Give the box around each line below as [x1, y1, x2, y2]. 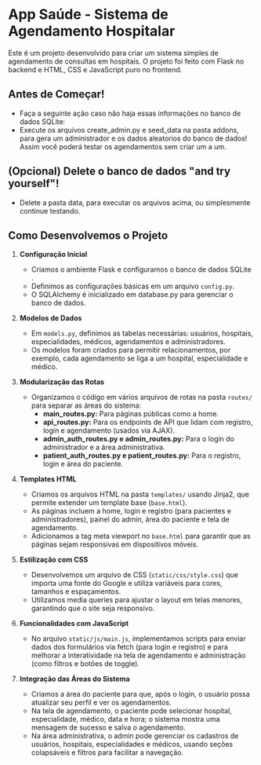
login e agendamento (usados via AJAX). [42, 426, 175, 435]
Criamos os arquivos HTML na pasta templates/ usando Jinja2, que [31, 489, 249, 500]
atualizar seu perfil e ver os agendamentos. [31, 697, 172, 708]
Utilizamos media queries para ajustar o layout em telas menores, [31, 595, 243, 605]
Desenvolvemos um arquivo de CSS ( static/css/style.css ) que [31, 570, 239, 580]
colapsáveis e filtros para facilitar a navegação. [31, 748, 184, 757]
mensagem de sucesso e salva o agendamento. [31, 723, 186, 732]
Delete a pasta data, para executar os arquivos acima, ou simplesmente [19, 198, 251, 207]
